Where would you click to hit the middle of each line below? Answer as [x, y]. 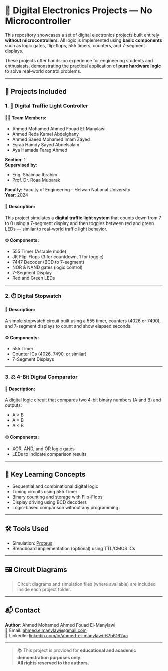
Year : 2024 [17, 195]
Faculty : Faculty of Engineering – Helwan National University [68, 190]
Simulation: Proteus [32, 543]
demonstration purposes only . [49, 657]
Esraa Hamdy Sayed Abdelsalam [46, 145]
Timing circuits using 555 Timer [45, 492]
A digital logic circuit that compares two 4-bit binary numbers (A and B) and [83, 400]
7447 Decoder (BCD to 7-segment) [48, 262]
